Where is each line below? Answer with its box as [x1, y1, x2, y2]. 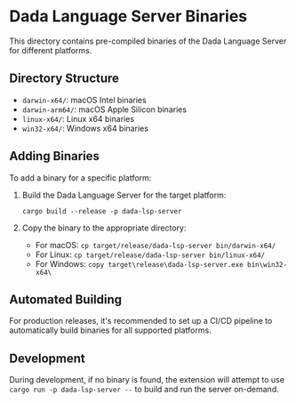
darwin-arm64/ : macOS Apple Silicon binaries [21, 104, 188, 115]
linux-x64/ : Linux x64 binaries [21, 113, 135, 124]
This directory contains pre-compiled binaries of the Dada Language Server [9, 36, 287, 46]
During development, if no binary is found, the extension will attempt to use [9, 375, 284, 385]
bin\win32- [247, 260, 287, 269]
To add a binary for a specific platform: [9, 172, 152, 183]
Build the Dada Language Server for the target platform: [21, 189, 227, 200]
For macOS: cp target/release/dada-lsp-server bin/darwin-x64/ [35, 239, 276, 250]
